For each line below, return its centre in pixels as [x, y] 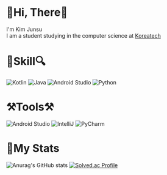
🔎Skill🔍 [26, 62]
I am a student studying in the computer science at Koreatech [84, 35]
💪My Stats [33, 148]
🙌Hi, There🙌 [37, 12]
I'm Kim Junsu [24, 29]
